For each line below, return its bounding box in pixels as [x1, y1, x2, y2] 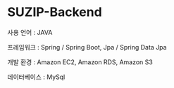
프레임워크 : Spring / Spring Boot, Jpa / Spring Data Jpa [7, 43, 167, 51]
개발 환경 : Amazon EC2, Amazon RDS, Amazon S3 [7, 57, 153, 66]
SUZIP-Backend [7, 4, 102, 20]
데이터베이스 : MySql [7, 73, 66, 81]
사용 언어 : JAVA [7, 28, 53, 36]
